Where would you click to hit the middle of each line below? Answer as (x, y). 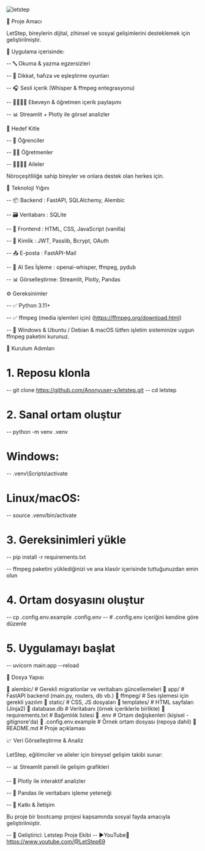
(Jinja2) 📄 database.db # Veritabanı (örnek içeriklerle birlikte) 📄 (86, 708)
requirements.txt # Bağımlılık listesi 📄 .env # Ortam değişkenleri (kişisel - (98, 715)
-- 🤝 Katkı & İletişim (31, 804)
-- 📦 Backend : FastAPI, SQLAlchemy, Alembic (66, 200)
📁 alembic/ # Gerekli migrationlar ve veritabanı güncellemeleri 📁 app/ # (95, 689)
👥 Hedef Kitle (23, 128)
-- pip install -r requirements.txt (46, 557)
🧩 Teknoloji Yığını (28, 188)
